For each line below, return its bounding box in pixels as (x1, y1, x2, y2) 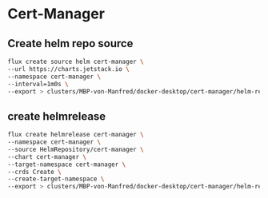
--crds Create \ (7, 168, 62, 176)
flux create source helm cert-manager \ (7, 57, 145, 65)
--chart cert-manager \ (7, 152, 87, 160)
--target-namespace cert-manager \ (7, 160, 126, 168)
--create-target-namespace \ (7, 175, 105, 184)
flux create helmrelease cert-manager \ (7, 131, 145, 139)
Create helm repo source (7, 37, 134, 50)
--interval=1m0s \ (7, 80, 69, 88)
